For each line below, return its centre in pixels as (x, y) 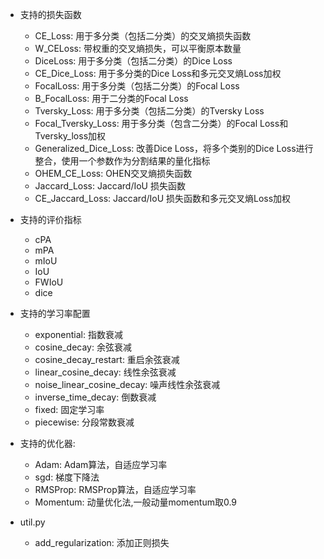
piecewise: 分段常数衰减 (84, 422)
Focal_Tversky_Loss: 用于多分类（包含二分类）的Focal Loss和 (161, 123)
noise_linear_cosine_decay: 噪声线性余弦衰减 (127, 384)
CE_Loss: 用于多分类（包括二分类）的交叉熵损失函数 (143, 36)
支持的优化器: (47, 443)
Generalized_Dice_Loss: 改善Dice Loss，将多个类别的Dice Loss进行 (174, 148)
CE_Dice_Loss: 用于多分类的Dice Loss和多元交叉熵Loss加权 (158, 73)
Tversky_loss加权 (70, 136)
